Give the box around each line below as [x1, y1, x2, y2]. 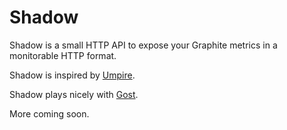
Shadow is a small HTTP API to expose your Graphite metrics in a [9, 39, 278, 51]
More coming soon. [9, 107, 90, 120]
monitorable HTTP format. [9, 49, 117, 61]
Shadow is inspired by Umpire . [9, 69, 136, 81]
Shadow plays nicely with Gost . [9, 88, 139, 100]
